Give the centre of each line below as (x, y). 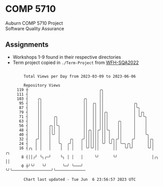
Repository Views (42, 85)
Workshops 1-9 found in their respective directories (67, 57)
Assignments (27, 45)
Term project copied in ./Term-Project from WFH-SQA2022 (76, 63)
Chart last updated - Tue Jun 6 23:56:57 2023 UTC (80, 179)
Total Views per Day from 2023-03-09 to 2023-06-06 (80, 76)
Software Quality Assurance (35, 28)
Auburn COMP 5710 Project (34, 23)
